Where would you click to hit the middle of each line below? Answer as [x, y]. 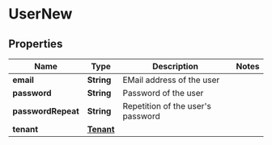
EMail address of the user [171, 80]
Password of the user [163, 93]
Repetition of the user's [167, 106]
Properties [36, 44]
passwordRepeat [46, 111]
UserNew [40, 14]
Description [175, 66]
